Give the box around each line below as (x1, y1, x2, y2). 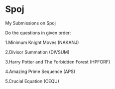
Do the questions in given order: (5, 29, 71, 35)
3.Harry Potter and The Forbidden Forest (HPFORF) (5, 58, 111, 64)
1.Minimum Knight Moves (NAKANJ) (5, 39, 79, 45)
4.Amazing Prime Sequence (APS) (5, 68, 76, 74)
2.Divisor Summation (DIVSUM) (5, 49, 70, 55)
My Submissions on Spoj (5, 20, 56, 26)
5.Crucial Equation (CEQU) (5, 78, 60, 84)
